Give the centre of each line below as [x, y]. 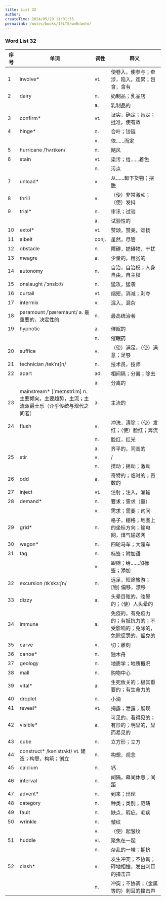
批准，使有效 [126, 122]
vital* [26, 685]
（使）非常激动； [131, 195]
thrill [25, 198]
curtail [27, 293]
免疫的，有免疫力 [131, 613]
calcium [29, 767]
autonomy [31, 271]
